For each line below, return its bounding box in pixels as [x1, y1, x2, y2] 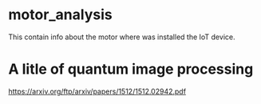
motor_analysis [8, 6, 113, 24]
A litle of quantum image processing [8, 60, 254, 78]
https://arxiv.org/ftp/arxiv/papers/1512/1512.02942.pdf [8, 86, 186, 96]
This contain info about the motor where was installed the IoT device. [8, 32, 235, 42]
